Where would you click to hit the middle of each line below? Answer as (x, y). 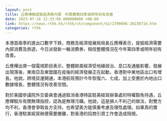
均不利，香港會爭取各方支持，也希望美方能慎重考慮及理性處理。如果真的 (79, 108)
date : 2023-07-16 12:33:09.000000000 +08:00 (52, 19)
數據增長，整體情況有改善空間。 (38, 84)
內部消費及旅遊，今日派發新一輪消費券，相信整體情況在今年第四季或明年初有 (83, 49)
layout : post (19, 10)
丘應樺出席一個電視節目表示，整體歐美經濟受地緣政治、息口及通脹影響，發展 (83, 66)
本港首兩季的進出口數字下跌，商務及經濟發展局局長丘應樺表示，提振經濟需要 (83, 43)
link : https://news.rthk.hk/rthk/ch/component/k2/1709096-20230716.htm (81, 24)
